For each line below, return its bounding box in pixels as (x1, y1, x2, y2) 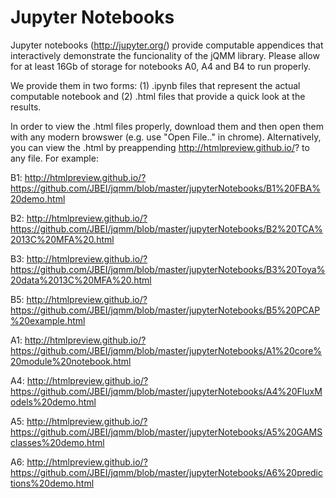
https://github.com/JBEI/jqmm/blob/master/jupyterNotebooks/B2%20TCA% (10, 222, 323, 235)
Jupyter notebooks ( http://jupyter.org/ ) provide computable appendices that (10, 39, 324, 51)
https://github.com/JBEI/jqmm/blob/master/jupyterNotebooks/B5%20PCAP (10, 304, 321, 316)
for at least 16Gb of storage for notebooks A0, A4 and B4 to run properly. (10, 60, 312, 72)
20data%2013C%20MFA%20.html (10, 274, 152, 286)
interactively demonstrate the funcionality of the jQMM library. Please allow (10, 49, 320, 61)
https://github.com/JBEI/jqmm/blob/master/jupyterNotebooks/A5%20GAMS (10, 426, 323, 438)
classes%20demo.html (10, 436, 105, 448)
